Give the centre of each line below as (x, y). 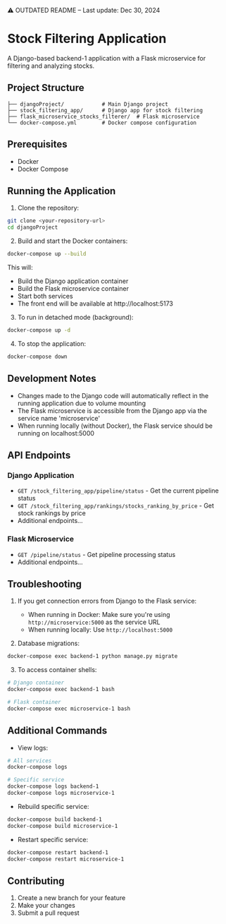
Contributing (36, 881)
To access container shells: (57, 670)
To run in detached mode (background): (75, 317)
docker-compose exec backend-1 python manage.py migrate (93, 656)
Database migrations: (48, 643)
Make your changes (46, 906)
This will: (20, 267)
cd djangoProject (33, 228)
